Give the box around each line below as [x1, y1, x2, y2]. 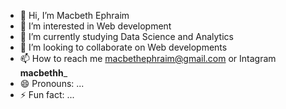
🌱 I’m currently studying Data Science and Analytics [19, 31, 234, 42]
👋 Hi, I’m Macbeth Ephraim [19, 10, 130, 21]
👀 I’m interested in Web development [19, 20, 172, 32]
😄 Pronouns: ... [19, 78, 85, 89]
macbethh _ [19, 67, 68, 79]
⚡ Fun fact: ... [19, 89, 75, 100]
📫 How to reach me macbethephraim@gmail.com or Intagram [19, 53, 277, 64]
